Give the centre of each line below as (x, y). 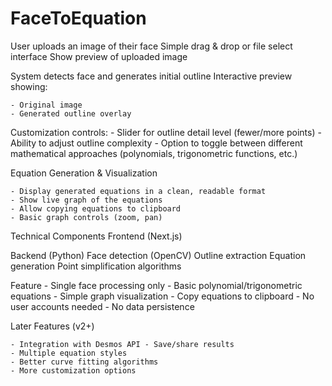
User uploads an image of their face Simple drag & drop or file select (151, 46)
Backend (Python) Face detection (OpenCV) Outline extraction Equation (158, 255)
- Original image (46, 105)
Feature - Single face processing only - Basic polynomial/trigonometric (156, 285)
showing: (29, 86)
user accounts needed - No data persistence (102, 306)
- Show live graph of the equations (86, 200)
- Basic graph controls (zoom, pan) (86, 217)
